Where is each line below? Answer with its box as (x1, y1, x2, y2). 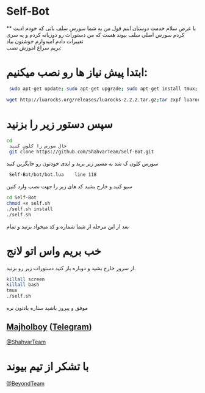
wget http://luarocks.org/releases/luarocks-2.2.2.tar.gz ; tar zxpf (6, 97, 182, 103)
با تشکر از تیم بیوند (6, 359, 89, 373)
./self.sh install (6, 206, 53, 212)
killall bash (6, 282, 40, 288)
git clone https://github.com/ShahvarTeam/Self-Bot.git (9, 149, 154, 155)
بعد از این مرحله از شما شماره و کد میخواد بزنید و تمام (6, 222, 129, 230)
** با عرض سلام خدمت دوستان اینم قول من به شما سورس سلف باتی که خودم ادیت (6, 24, 196, 32)
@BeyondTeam (6, 380, 45, 387)
